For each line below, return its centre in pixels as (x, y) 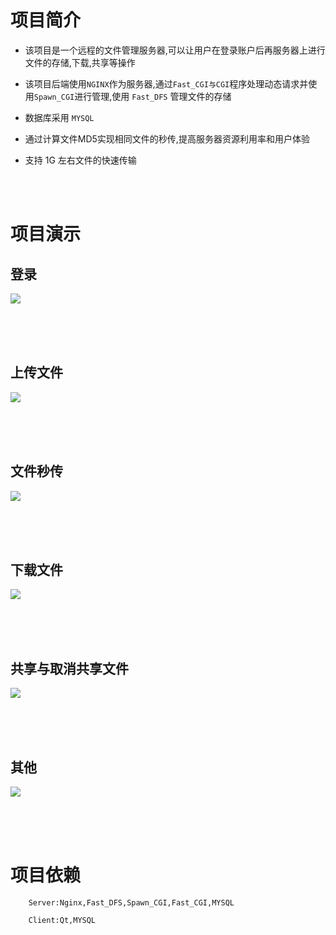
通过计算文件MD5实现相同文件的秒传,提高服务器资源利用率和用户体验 (167, 138)
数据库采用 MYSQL (59, 117)
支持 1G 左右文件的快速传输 (80, 160)
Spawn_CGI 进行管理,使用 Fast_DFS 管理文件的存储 (132, 96)
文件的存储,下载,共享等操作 (80, 62)
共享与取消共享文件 (69, 668)
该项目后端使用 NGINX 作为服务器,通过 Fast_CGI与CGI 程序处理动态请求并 (166, 83)
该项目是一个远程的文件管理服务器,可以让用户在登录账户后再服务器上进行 (175, 50)
